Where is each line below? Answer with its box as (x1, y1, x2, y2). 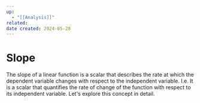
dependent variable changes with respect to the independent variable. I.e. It (6, 77, 193, 84)
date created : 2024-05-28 (6, 25, 71, 32)
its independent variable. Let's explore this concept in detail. (6, 90, 155, 98)
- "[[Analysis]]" (11, 14, 55, 20)
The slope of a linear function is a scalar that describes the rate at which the (6, 71, 195, 78)
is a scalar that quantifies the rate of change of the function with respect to (6, 84, 191, 91)
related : (6, 20, 28, 26)
